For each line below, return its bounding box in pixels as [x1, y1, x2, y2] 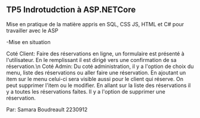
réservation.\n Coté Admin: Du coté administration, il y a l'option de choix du [6, 63, 194, 70]
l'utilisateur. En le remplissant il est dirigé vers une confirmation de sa [6, 56, 177, 63]
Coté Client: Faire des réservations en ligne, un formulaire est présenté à [6, 50, 185, 57]
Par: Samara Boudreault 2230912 [6, 105, 88, 113]
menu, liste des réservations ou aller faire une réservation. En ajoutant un [6, 69, 186, 76]
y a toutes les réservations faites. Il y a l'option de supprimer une [6, 88, 165, 95]
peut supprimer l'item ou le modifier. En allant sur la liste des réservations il [6, 82, 191, 89]
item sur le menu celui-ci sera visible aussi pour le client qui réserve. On [6, 75, 184, 82]
